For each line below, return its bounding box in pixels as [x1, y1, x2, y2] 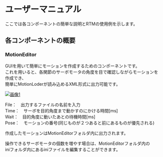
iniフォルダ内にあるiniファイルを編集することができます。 [5, 146, 121, 152]
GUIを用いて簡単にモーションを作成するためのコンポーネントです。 [5, 63, 140, 69]
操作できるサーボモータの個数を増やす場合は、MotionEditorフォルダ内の [5, 141, 150, 146]
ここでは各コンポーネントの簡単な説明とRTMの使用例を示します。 [5, 21, 138, 27]
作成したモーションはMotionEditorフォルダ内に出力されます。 [5, 130, 128, 136]
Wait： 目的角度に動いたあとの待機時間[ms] [5, 114, 96, 120]
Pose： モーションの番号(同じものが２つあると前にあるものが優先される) [5, 120, 155, 126]
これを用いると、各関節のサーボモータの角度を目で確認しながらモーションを [5, 69, 159, 75]
